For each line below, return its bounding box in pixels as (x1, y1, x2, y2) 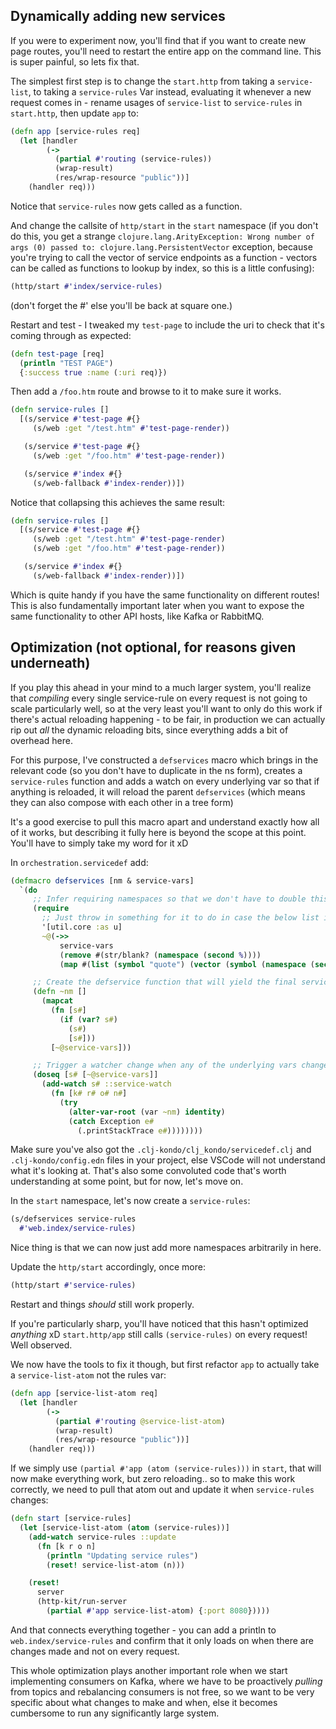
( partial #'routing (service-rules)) (54, 154, 213, 164)
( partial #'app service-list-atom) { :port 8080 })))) (46, 1606, 271, 1616)
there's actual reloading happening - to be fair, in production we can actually (10, 713, 326, 725)
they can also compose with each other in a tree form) (10, 796, 234, 808)
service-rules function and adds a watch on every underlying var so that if (10, 775, 320, 787)
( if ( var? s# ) (59, 1014, 118, 1024)
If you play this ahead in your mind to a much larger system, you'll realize (10, 681, 312, 693)
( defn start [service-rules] (10, 1514, 132, 1524)
